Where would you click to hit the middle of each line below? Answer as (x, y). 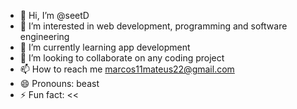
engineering (44, 36)
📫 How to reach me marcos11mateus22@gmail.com (127, 69)
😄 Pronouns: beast (59, 83)
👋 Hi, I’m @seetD (54, 15)
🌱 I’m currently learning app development (105, 47)
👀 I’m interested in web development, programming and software (153, 26)
